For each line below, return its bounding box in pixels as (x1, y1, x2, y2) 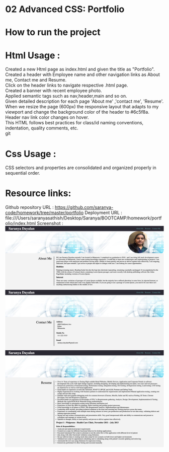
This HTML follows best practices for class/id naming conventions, (5, 120, 144, 126)
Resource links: (5, 188, 71, 199)
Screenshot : (37, 220, 64, 227)
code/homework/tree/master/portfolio (5, 210, 84, 216)
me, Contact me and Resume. (5, 77, 67, 83)
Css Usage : (5, 148, 56, 160)
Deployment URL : (84, 210, 122, 216)
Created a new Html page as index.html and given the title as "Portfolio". (5, 66, 155, 72)
